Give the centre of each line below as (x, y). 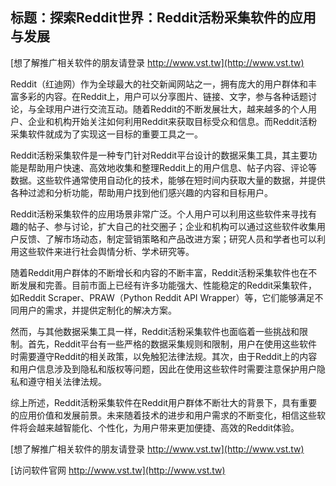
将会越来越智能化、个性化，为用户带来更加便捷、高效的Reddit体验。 (159, 427)
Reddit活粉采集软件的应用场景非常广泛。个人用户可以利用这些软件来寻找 (159, 214)
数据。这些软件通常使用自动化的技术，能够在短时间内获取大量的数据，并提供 (168, 180)
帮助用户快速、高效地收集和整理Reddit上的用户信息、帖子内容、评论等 (172, 167)
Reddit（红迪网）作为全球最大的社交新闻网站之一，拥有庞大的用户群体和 (159, 84)
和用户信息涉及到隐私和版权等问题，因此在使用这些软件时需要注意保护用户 (163, 369)
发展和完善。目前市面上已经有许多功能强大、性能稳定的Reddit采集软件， (168, 285)
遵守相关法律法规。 (67, 381)
